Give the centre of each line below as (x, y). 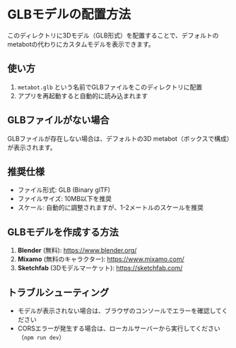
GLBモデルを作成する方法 (63, 232)
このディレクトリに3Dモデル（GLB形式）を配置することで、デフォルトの (113, 35)
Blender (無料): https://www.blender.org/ (77, 251)
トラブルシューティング (58, 293)
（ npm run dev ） (41, 337)
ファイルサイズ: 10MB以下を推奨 (64, 199)
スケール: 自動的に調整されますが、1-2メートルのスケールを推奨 (110, 208)
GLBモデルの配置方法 (69, 14)
